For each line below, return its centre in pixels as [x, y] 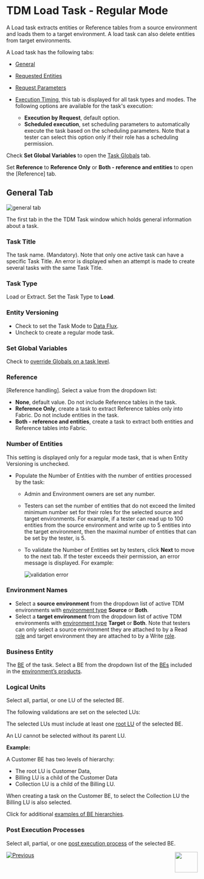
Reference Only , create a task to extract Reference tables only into [99, 409]
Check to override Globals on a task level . [58, 361]
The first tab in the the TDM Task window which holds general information [99, 219]
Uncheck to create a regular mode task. [65, 332]
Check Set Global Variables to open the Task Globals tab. [79, 155]
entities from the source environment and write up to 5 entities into [107, 525]
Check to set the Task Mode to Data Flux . [67, 326]
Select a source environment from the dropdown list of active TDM [100, 603]
